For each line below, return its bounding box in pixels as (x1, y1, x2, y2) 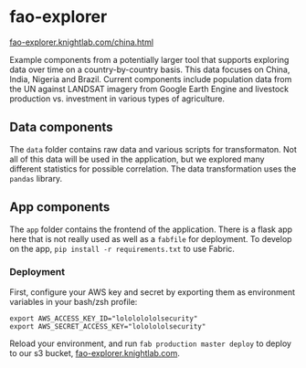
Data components (9, 120, 113, 135)
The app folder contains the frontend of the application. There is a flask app (9, 224, 293, 235)
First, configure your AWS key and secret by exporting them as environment (9, 286, 295, 298)
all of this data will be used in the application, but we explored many (9, 153, 265, 164)
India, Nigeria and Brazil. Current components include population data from (9, 73, 292, 84)
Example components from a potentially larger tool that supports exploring (9, 54, 290, 65)
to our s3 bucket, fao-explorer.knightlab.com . (9, 347, 181, 358)
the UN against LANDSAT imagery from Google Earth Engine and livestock (9, 83, 290, 94)
